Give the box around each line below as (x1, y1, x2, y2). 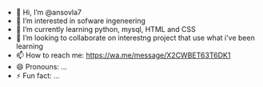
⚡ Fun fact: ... (15, 71, 60, 80)
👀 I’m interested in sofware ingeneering (15, 16, 146, 26)
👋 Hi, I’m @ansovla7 (15, 8, 82, 17)
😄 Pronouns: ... (15, 62, 68, 71)
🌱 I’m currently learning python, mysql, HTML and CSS (15, 25, 196, 34)
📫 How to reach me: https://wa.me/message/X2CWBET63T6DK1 (15, 50, 231, 60)
